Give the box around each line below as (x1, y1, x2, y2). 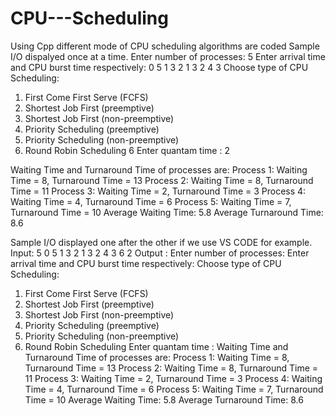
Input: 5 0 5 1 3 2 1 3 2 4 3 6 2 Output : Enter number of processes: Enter (10, 247, 310, 259)
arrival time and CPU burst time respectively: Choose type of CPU (10, 257, 282, 269)
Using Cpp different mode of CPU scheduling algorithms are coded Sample (10, 40, 320, 52)
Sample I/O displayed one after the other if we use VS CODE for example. (10, 236, 313, 248)
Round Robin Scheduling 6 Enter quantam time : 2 (24, 144, 230, 156)
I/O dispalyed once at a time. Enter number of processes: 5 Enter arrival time (10, 50, 326, 62)
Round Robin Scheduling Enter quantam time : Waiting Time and (24, 340, 289, 352)
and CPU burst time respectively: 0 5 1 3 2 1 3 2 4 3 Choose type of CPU (10, 61, 309, 73)
